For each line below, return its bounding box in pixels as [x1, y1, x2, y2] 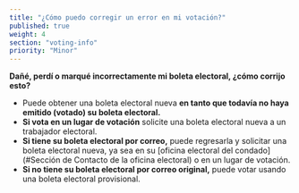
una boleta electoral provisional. [21, 173, 141, 184]
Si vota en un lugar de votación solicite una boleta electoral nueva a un [21, 117, 286, 128]
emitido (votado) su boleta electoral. [21, 107, 161, 118]
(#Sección [21, 155, 61, 165]
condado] [235, 145, 271, 156]
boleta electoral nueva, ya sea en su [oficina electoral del [21, 145, 234, 156]
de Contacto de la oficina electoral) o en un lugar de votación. [62, 155, 291, 165]
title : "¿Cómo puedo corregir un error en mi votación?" [9, 13, 226, 22]
